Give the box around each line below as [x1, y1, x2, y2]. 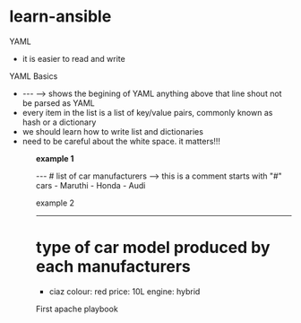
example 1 [35, 153, 74, 163]
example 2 [35, 197, 74, 208]
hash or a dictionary [21, 117, 97, 127]
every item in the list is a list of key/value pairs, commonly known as [21, 107, 273, 118]
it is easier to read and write [21, 53, 125, 64]
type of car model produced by [35, 238, 271, 258]
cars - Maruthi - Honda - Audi [35, 179, 146, 190]
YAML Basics [9, 70, 58, 82]
